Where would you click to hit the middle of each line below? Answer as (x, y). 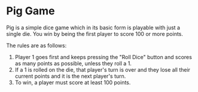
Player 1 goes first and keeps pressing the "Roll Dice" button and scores (103, 57)
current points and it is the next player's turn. (70, 76)
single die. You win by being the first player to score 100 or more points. (95, 33)
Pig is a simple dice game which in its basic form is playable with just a (93, 27)
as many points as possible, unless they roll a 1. (73, 63)
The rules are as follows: (36, 45)
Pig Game (31, 11)
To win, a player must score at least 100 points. (73, 82)
